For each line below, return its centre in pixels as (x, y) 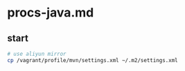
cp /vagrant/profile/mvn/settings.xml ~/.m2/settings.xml (92, 60)
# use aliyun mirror (37, 54)
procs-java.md (51, 13)
